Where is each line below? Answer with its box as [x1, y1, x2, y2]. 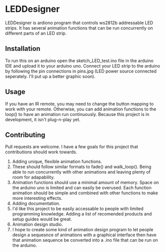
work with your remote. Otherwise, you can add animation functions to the [5, 106, 157, 112]
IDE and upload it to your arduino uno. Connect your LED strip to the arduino [5, 63, 161, 69]
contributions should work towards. [5, 149, 78, 155]
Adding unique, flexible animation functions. [12, 159, 102, 165]
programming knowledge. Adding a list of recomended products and [12, 211, 152, 217]
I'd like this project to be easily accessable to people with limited [12, 206, 144, 212]
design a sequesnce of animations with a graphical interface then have [12, 232, 157, 238]
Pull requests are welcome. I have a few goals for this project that [5, 144, 138, 150]
